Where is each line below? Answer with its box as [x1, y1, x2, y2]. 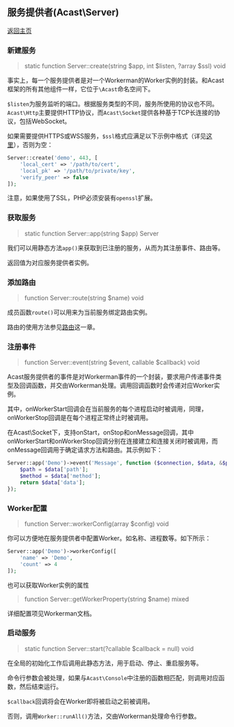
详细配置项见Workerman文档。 [7, 609, 96, 618]
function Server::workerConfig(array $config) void [24, 519, 169, 528]
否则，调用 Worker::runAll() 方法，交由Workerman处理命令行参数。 [7, 712, 201, 720]
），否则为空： [13, 141, 54, 149]
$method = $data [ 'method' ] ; [19, 473, 101, 480]
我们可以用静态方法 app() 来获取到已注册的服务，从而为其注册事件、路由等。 [7, 243, 224, 252]
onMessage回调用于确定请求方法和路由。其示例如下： [7, 446, 163, 454]
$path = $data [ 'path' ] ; [19, 466, 89, 474]
